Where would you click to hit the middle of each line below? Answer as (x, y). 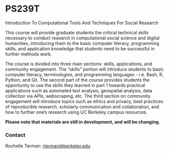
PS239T (23, 9)
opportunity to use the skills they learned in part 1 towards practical (75, 85)
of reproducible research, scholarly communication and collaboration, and (82, 107)
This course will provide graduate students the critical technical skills (77, 32)
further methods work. (29, 54)
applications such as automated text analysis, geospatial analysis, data (79, 90)
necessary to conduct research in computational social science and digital (82, 38)
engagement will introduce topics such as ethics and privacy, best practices (84, 101)
